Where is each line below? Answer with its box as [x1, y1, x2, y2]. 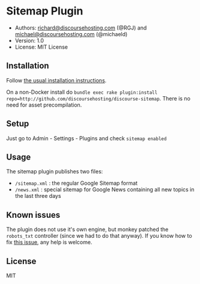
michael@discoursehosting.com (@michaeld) [14, 30, 128, 37]
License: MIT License [14, 43, 68, 51]
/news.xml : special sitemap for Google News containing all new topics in [14, 186, 195, 193]
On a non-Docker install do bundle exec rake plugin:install [6, 88, 158, 96]
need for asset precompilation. [6, 101, 82, 108]
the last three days [14, 193, 61, 200]
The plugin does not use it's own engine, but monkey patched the [6, 226, 169, 233]
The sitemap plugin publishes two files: [6, 168, 103, 175]
